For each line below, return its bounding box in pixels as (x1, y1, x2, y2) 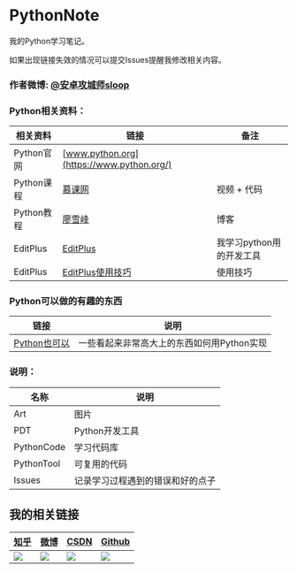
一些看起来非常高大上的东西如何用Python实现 (78, 337, 268, 349)
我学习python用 (216, 236, 281, 248)
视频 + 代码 (216, 183, 263, 195)
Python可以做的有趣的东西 (9, 295, 123, 308)
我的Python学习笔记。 (9, 35, 90, 46)
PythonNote (9, 5, 100, 26)
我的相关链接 (9, 508, 80, 523)
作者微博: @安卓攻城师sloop (9, 79, 130, 91)
